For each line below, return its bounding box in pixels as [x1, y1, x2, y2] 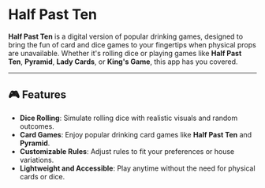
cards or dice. [19, 171, 65, 181]
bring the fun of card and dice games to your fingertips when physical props [8, 39, 256, 49]
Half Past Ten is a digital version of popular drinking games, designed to [8, 32, 243, 41]
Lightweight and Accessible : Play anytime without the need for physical [19, 164, 256, 173]
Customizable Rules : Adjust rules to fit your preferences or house [19, 146, 235, 156]
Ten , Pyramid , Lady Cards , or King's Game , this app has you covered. [8, 57, 238, 66]
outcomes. [19, 121, 55, 131]
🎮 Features [8, 88, 67, 102]
